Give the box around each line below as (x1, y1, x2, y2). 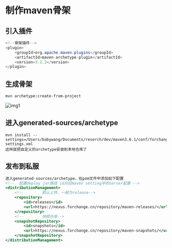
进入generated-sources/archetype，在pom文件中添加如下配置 (5, 176, 124, 181)
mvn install (5, 132, 31, 138)
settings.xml (5, 141, 33, 146)
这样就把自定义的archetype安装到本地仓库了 (5, 147, 87, 152)
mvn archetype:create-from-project (5, 94, 81, 99)
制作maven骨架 (5, 5, 71, 16)
